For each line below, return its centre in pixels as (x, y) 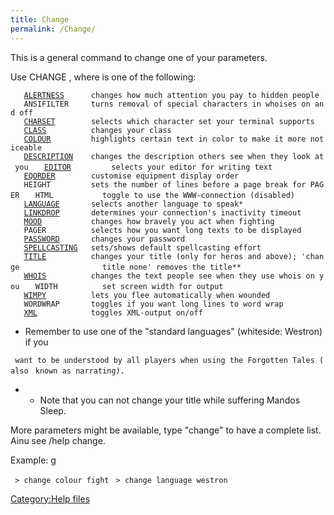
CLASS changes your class (97, 130)
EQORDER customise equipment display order (131, 176)
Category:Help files (50, 498)
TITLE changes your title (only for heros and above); (160, 256)
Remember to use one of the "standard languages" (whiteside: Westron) (173, 331)
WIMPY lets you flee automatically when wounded (147, 295)
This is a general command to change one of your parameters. (139, 57)
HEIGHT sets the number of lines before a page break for (165, 184)
